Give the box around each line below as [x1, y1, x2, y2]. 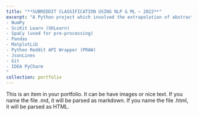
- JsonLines [6, 52, 35, 58]
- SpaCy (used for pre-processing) [6, 31, 94, 37]
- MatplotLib [6, 42, 38, 48]
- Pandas [6, 36, 28, 42]
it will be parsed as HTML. [6, 103, 70, 110]
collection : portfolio [6, 74, 62, 80]
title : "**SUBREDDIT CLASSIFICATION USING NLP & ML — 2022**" [6, 8, 162, 15]
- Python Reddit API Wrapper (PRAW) [6, 47, 96, 53]
